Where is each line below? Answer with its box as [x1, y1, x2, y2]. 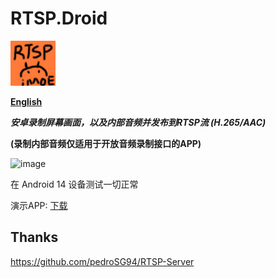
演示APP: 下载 [10, 199, 68, 211]
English [10, 95, 43, 107]
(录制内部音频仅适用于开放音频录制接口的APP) [10, 137, 202, 149]
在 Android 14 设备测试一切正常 [10, 178, 139, 190]
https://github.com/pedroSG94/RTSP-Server [10, 255, 195, 267]
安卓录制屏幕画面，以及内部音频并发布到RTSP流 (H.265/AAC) [10, 116, 267, 128]
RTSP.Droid [10, 7, 108, 30]
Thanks [10, 229, 59, 246]
